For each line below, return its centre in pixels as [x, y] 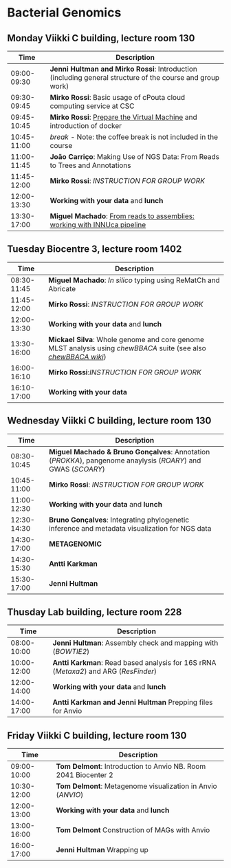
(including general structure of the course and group [135, 77]
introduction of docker [86, 126]
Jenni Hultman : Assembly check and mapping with [135, 643]
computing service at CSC [92, 106]
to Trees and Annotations [91, 165]
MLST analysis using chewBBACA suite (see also [127, 348]
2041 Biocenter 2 [85, 775]
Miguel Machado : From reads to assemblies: [122, 216]
